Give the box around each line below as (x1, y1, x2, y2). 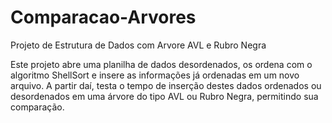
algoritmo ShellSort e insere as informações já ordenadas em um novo (10, 69, 300, 81)
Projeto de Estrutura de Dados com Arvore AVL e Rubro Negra (10, 39, 267, 51)
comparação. (10, 101, 65, 113)
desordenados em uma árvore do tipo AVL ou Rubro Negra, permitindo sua (10, 90, 319, 102)
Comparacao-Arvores (10, 6, 197, 29)
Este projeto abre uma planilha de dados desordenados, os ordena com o (10, 58, 313, 70)
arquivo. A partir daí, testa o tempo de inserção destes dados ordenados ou (10, 79, 322, 91)
